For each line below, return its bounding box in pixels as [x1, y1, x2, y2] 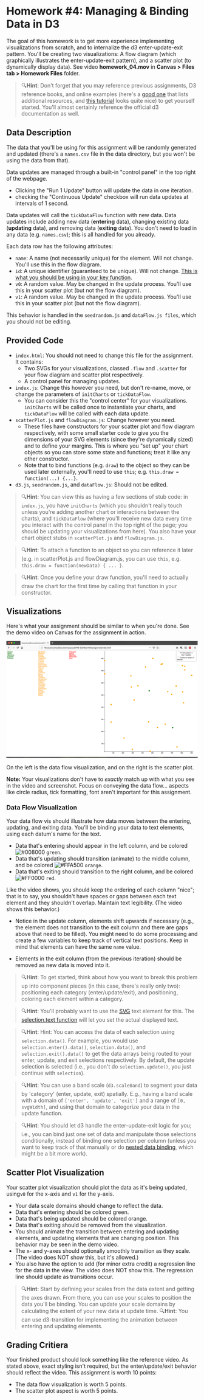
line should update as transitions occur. [15, 1273, 114, 1280]
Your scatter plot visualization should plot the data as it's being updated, [6, 1183, 187, 1191]
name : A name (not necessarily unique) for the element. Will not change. [15, 254, 194, 262]
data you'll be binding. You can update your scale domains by [21, 1300, 176, 1308]
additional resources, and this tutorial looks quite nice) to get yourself [21, 97, 195, 104]
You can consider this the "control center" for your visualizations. [24, 397, 188, 404]
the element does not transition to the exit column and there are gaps [15, 923, 188, 931]
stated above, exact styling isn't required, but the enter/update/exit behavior [6, 1362, 197, 1370]
